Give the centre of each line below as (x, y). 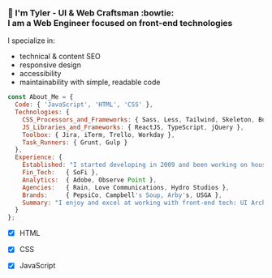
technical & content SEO (60, 57)
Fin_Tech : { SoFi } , (60, 173)
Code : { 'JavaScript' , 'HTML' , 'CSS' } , (84, 105)
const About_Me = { (41, 97)
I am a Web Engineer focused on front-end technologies (120, 23)
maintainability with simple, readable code (90, 82)
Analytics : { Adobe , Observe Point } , (90, 180)
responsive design (50, 65)
